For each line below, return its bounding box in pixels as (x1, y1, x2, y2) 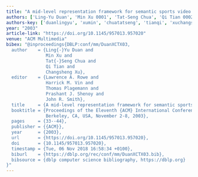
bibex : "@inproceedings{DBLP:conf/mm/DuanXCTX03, (6, 42, 131, 48)
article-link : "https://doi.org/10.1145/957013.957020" (6, 31, 146, 37)
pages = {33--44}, (11, 119, 67, 124)
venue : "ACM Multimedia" (6, 36, 67, 42)
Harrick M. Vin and (45, 80, 94, 86)
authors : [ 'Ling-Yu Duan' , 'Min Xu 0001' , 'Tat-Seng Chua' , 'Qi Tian (6, 14, 181, 20)
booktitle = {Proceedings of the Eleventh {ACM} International (11, 107, 170, 113)
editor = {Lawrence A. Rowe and (11, 74, 99, 80)
